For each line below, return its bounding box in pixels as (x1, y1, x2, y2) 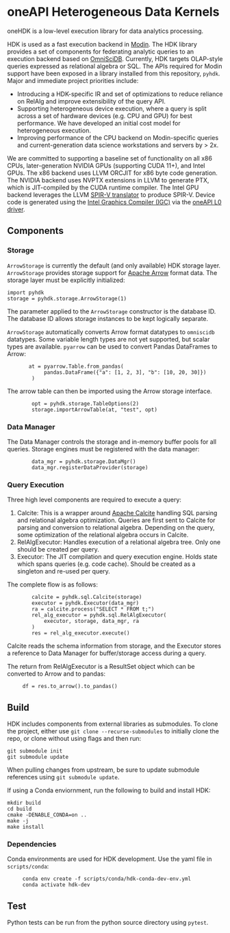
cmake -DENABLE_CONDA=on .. (7, 812, 88, 818)
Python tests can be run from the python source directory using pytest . (7, 919, 209, 927)
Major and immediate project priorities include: (7, 76, 139, 84)
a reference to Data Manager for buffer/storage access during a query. (7, 649, 207, 657)
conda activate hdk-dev (22, 882, 90, 888)
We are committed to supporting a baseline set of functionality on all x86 (7, 154, 212, 162)
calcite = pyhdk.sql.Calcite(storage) (31, 594, 142, 601)
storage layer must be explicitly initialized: (7, 276, 125, 284)
